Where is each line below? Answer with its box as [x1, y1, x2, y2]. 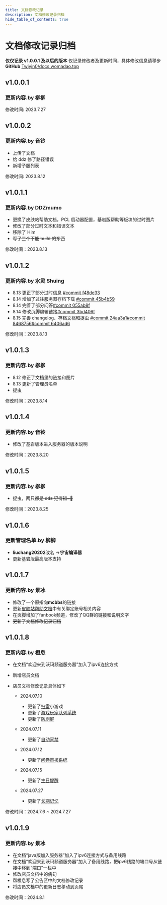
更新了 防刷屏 [27, 716, 54, 722]
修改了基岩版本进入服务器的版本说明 [12, 441, 88, 447]
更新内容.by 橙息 [5, 649, 46, 656]
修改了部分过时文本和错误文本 [12, 223, 74, 229]
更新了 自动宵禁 [27, 737, 59, 743]
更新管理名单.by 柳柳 [5, 537, 56, 544]
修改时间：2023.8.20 [5, 452, 49, 458]
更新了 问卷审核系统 [27, 757, 68, 763]
